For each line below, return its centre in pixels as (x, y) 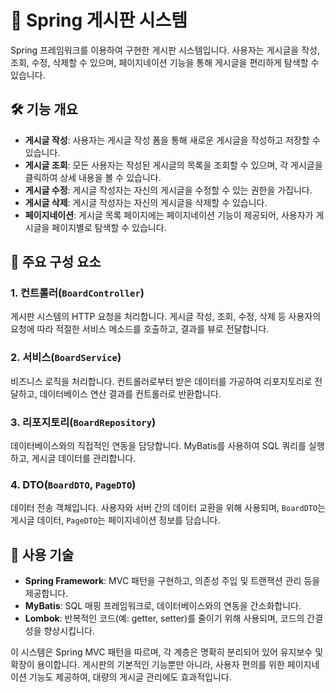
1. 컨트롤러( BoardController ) (77, 293)
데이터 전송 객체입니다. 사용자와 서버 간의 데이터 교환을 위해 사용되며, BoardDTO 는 (168, 508)
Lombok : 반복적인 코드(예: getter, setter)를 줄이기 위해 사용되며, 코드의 (164, 618)
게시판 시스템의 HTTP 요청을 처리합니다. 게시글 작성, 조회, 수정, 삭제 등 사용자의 (166, 317)
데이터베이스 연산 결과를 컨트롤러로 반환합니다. (130, 393)
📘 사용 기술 (42, 554)
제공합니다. (46, 593)
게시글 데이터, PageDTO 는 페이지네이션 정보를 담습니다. (115, 520)
